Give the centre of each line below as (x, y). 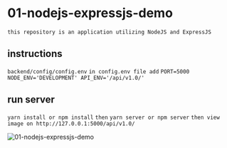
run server (31, 100)
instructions (35, 54)
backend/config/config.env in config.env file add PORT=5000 (99, 72)
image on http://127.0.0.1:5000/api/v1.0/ (71, 123)
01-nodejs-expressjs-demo (90, 13)
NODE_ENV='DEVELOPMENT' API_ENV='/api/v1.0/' (76, 78)
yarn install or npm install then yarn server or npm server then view (114, 117)
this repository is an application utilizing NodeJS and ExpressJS (110, 32)
